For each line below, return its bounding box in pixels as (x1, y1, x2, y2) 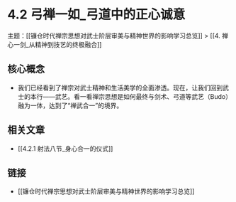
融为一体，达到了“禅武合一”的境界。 (17, 101, 123, 110)
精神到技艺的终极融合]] (35, 40, 102, 48)
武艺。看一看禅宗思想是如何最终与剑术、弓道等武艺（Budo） (55, 92, 229, 100)
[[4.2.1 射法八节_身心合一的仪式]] (17, 144, 113, 153)
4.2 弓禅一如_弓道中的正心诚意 (7, 6, 186, 23)
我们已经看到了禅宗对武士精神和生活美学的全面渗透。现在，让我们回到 (17, 83, 223, 92)
